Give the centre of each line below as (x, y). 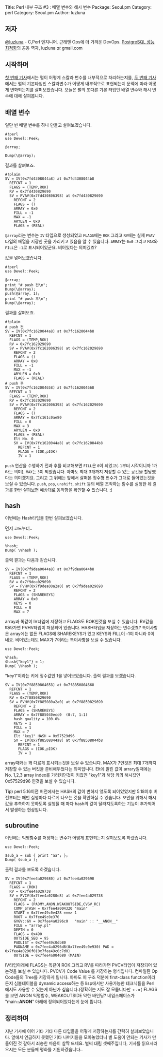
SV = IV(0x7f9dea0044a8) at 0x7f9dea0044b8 (50, 569)
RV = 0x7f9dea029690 (30, 582)
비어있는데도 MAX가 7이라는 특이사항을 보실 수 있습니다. (69, 640)
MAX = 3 (21, 426)
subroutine (22, 825)
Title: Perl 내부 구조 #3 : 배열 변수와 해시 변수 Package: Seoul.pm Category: (78, 7)
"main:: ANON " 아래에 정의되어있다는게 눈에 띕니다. (54, 1002)
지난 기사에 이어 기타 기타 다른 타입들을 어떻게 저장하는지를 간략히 (67, 1031)
